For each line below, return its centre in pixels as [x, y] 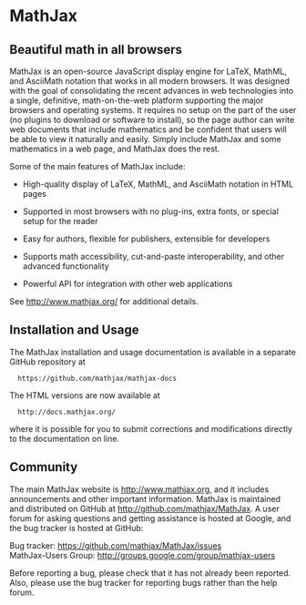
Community [44, 467]
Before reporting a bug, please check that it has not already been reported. [150, 573]
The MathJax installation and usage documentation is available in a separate [153, 352]
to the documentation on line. [65, 438]
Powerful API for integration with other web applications [127, 284]
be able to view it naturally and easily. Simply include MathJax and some [146, 139]
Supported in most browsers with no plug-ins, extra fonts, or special [151, 211]
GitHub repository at [48, 362]
